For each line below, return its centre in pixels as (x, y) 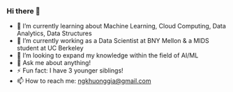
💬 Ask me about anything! (54, 63)
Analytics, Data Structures (54, 33)
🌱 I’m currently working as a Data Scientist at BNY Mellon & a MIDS (113, 41)
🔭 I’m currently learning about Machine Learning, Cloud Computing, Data (121, 26)
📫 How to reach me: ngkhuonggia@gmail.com (84, 81)
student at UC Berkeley (50, 48)
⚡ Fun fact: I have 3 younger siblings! (70, 71)
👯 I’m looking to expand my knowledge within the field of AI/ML (107, 55)
